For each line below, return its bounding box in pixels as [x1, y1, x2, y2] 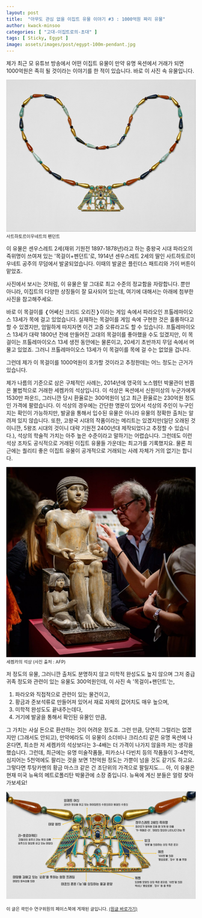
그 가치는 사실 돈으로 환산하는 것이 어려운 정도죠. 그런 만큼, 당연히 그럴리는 [6, 726, 181, 733]
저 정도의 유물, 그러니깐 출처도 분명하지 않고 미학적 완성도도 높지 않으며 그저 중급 [6, 671, 195, 678]
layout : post [6, 10, 39, 16]
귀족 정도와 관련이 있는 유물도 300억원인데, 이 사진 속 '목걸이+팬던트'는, [6, 678, 176, 685]
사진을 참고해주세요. [6, 296, 53, 303]
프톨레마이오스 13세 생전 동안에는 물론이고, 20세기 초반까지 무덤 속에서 [22, 339, 188, 346]
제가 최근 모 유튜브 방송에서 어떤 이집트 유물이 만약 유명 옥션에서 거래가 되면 [6, 60, 185, 66]
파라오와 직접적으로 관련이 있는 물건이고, [14, 691, 110, 698]
